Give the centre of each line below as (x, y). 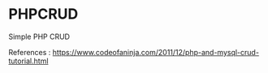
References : (30, 52)
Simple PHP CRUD (39, 36)
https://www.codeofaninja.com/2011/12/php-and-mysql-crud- (156, 52)
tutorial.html (28, 61)
